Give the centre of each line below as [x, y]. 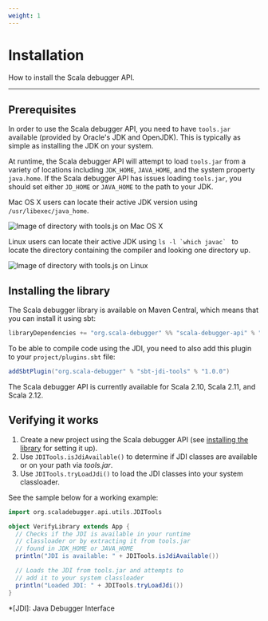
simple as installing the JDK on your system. [81, 146]
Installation [46, 55]
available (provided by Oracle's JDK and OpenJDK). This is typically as [124, 137]
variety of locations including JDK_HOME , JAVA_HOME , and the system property [132, 170]
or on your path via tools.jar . [66, 465]
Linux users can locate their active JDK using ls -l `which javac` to [123, 242]
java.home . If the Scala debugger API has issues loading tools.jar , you [125, 178]
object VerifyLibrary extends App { [69, 526]
